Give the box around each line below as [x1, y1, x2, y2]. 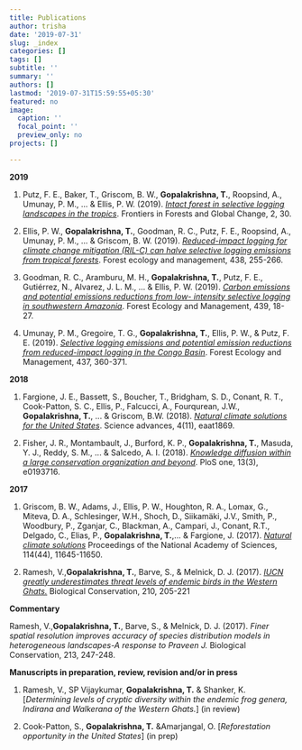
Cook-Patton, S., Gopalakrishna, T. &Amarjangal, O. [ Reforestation [22, 720, 271, 731]
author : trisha [9, 22, 67, 31]
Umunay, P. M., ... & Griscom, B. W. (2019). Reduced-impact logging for [22, 235, 288, 246]
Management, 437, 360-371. [22, 356, 128, 367]
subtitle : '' [9, 64, 59, 73]
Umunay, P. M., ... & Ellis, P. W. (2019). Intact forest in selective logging [22, 198, 285, 209]
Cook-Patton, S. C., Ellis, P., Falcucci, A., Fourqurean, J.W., [22, 400, 241, 411]
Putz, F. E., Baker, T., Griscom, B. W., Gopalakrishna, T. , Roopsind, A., [22, 188, 282, 199]
